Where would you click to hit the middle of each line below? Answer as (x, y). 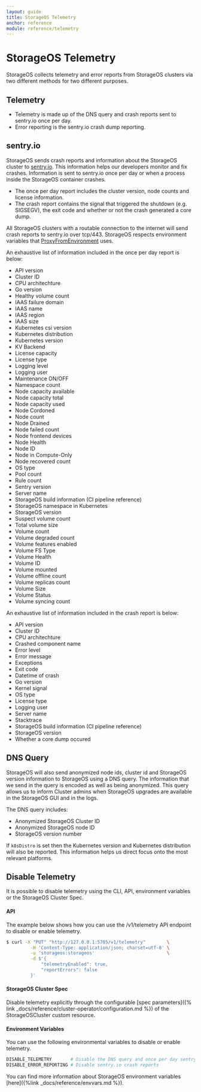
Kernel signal (31, 688)
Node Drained (32, 423)
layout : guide (24, 12)
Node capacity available (45, 391)
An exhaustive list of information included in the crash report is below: (92, 613)
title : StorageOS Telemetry (41, 17)
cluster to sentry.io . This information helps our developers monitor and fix (97, 167)
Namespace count (38, 385)
